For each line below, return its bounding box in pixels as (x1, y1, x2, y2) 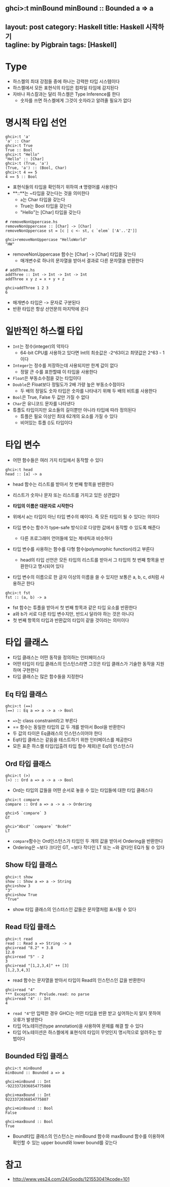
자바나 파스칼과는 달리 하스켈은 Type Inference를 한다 (12, 91, 120, 97)
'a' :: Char (5, 138, 30, 144)
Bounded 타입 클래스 (5, 1052, 69, 1060)
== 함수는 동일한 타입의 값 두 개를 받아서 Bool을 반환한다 (12, 724, 125, 730)
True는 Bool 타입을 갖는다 (20, 203, 72, 209)
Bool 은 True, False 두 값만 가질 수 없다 (12, 394, 90, 400)
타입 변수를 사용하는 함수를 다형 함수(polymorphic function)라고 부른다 (12, 546, 155, 552)
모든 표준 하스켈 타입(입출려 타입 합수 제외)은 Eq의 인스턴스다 (12, 743, 134, 749)
